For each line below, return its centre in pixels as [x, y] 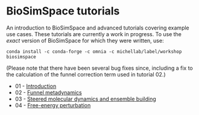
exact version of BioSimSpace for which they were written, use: [85, 40]
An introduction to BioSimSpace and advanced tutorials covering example [98, 28]
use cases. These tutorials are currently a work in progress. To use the [94, 34]
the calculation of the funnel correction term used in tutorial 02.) [86, 74]
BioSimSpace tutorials [63, 11]
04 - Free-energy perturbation [53, 105]
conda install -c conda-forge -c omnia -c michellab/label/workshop [94, 51]
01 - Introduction [36, 86]
